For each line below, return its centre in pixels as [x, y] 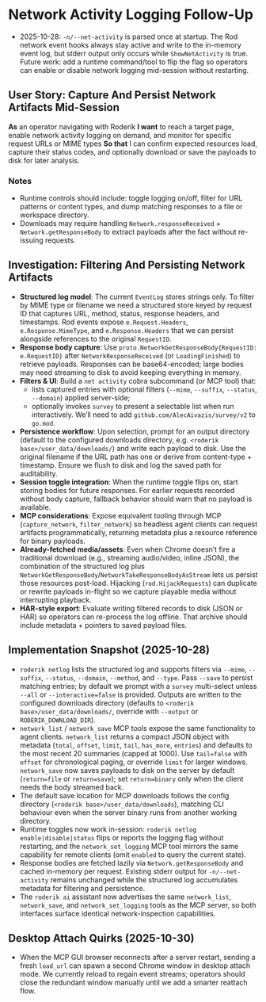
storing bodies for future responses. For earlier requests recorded [127, 490]
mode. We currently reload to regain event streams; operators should [132, 974]
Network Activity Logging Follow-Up [131, 15]
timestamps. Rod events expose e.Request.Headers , [104, 322]
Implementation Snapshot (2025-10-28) [109, 650]
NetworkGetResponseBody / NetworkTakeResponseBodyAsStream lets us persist [139, 574]
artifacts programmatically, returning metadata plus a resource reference [139, 532]
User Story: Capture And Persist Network [112, 96]
